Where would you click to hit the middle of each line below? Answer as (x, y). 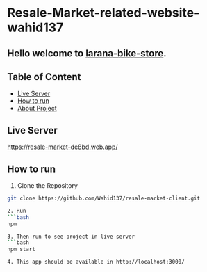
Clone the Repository (48, 186)
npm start (22, 249)
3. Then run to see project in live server (71, 237)
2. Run (17, 211)
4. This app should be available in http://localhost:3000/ (96, 262)
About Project (37, 109)
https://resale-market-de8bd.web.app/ (63, 147)
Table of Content (44, 77)
